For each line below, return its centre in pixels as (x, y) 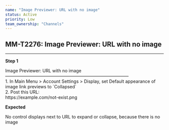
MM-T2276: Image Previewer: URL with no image (83, 44)
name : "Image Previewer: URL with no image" (53, 10)
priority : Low (20, 19)
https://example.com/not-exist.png (41, 97)
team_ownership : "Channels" (35, 24)
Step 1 (12, 61)
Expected (16, 107)
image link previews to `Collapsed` (41, 87)
